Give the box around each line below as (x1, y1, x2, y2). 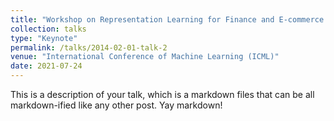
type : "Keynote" (10, 33, 78, 43)
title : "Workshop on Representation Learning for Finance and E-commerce (10, 14, 325, 25)
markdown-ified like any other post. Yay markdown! (10, 99, 223, 111)
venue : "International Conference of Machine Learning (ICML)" (10, 52, 280, 62)
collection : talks (10, 24, 87, 34)
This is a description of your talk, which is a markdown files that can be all (10, 89, 315, 100)
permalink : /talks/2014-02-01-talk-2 (10, 42, 168, 53)
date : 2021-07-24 (10, 61, 83, 71)
